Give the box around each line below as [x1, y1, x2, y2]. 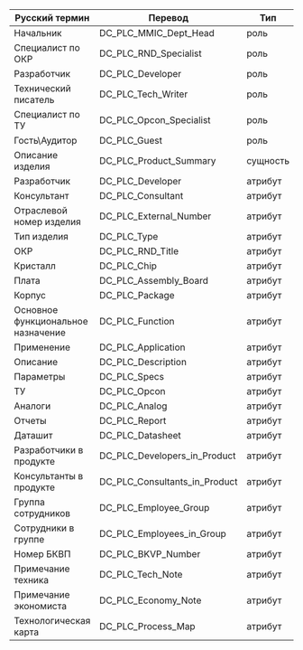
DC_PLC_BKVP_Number [98, 548, 201, 560]
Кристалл [14, 259, 56, 272]
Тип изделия [14, 231, 69, 242]
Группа [14, 496, 45, 508]
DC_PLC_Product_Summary [98, 155, 216, 166]
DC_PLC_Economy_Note [98, 594, 202, 607]
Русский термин [14, 12, 90, 24]
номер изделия [14, 216, 81, 228]
